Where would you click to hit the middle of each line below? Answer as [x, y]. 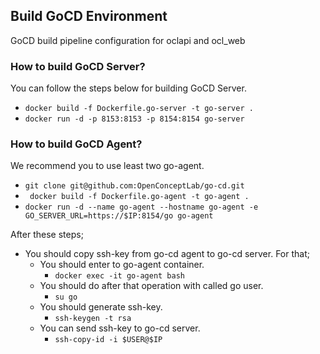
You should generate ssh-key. [101, 307]
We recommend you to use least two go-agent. [107, 166]
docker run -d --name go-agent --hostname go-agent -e [141, 207]
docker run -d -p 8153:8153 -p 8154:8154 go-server [134, 119]
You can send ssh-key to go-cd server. [120, 328]
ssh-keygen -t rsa [93, 319]
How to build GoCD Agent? [76, 144]
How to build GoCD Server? [78, 66]
